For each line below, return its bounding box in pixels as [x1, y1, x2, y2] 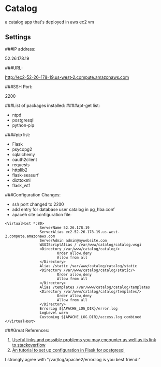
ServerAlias [39, 229, 64, 234]
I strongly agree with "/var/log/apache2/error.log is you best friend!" [5, 356, 141, 362]
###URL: [5, 65, 23, 70]
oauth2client [12, 157, 37, 162]
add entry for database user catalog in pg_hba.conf [12, 206, 115, 212]
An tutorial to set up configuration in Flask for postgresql [12, 347, 125, 353]
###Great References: [5, 327, 49, 333]
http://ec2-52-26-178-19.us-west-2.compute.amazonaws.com [5, 74, 129, 80]
